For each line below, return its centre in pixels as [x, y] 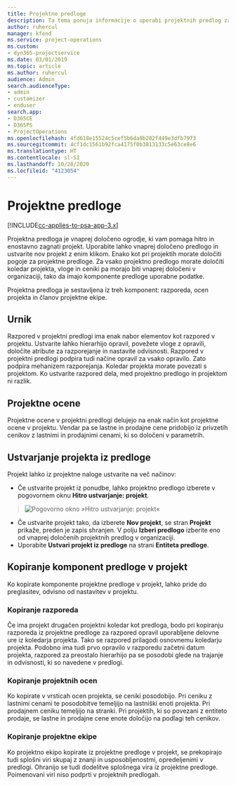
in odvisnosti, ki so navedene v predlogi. [66, 663]
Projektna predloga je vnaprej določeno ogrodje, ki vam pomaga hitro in [111, 239]
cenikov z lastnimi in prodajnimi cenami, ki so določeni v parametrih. [106, 435]
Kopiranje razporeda [43, 609]
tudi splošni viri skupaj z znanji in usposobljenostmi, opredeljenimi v [105, 759]
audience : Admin [31, 79]
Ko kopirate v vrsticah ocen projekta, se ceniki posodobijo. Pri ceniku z [110, 696]
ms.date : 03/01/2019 [38, 60]
